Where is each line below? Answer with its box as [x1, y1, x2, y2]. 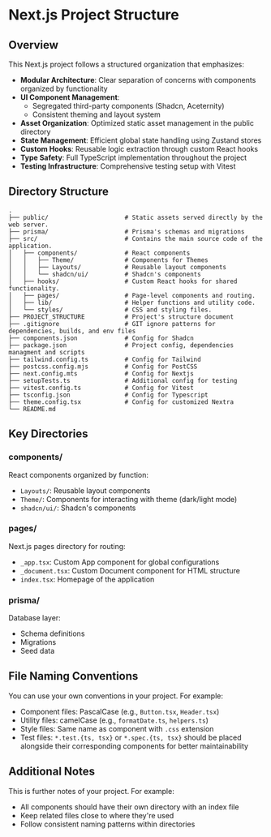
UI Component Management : [19, 92, 120, 102]
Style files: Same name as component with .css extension [19, 723, 214, 733]
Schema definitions [19, 629, 85, 638]
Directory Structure [8, 185, 110, 199]
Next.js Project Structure [8, 6, 180, 24]
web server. [8, 221, 49, 229]
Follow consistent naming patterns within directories [19, 819, 196, 829]
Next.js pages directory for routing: [8, 541, 126, 551]
